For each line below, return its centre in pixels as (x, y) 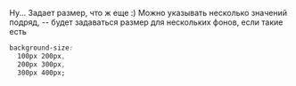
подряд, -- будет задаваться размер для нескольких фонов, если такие (146, 22)
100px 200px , (41, 56)
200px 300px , (41, 64)
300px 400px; (41, 73)
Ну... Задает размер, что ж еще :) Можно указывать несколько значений (148, 13)
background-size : (41, 48)
